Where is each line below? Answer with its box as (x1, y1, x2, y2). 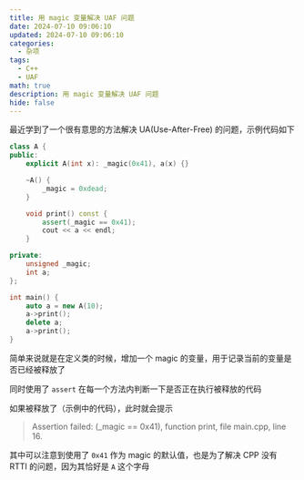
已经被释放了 (16, 363, 66, 374)
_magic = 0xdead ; (42, 184, 107, 193)
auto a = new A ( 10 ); (25, 301, 104, 311)
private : (9, 251, 43, 260)
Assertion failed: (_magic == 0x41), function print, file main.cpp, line (31, 421, 287, 432)
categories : (9, 38, 55, 48)
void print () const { (25, 209, 107, 219)
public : (9, 151, 39, 160)
